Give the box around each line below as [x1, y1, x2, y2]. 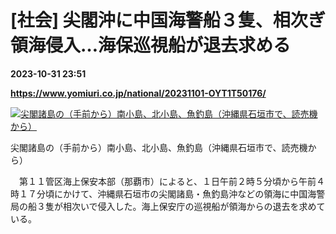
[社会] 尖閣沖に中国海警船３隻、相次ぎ [10, 9, 326, 32]
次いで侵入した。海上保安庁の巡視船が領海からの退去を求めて [71, 200, 326, 212]
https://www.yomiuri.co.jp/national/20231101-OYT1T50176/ [10, 87, 267, 99]
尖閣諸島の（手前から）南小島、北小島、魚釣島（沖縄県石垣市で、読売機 [10, 141, 308, 153]
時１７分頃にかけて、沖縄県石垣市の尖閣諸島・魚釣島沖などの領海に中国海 [10, 187, 317, 200]
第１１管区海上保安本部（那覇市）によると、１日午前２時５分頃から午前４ [18, 175, 326, 187]
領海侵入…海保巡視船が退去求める [10, 34, 292, 57]
